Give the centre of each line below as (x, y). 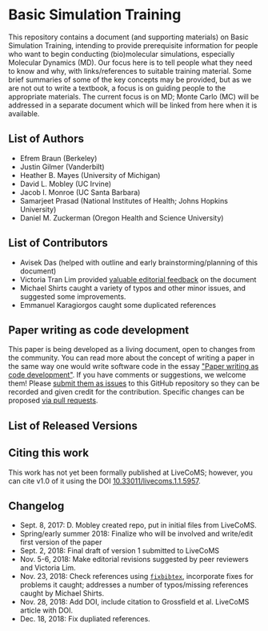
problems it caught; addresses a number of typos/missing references (134, 585)
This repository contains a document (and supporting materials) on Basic (129, 37)
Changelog (36, 506)
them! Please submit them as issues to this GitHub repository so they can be (134, 383)
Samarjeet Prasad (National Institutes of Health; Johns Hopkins (124, 200)
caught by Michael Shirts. (62, 593)
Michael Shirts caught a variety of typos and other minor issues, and (133, 288)
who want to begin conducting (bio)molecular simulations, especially (122, 54)
